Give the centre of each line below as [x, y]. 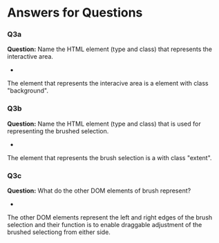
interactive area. [30, 57]
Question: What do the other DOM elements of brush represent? [99, 191]
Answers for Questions [75, 13]
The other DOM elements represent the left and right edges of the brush [110, 217]
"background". [28, 90]
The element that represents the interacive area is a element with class [108, 84]
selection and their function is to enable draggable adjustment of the [105, 225]
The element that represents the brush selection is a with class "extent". [109, 157]
